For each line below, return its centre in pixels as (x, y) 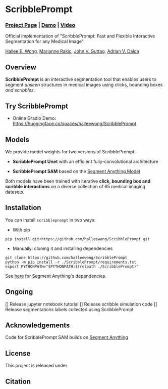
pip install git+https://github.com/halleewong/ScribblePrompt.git (78, 239)
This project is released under (36, 366)
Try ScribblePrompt (37, 106)
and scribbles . (20, 90)
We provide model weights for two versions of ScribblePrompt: (71, 152)
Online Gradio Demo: (34, 118)
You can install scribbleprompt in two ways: (50, 220)
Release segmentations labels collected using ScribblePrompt (69, 309)
